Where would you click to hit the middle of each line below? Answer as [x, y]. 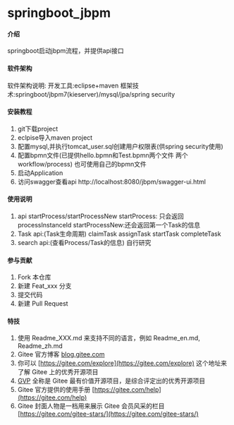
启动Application [40, 173]
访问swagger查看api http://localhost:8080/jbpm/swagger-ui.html [112, 181]
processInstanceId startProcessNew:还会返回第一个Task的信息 [109, 225]
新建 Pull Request [43, 304]
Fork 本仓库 [34, 277]
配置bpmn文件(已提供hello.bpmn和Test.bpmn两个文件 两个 [103, 155]
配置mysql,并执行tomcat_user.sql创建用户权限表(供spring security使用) [120, 146]
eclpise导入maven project [55, 137]
